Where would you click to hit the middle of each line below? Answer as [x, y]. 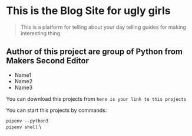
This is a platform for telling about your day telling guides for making [103, 27]
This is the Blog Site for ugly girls [88, 11]
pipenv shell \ [24, 127]
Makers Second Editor [48, 61]
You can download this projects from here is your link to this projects [96, 98]
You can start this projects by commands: [57, 110]
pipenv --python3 [27, 121]
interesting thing [40, 33]
